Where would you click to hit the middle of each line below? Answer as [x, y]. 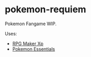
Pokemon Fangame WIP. [31, 24]
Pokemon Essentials [33, 49]
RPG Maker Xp [28, 43]
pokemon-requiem [45, 9]
